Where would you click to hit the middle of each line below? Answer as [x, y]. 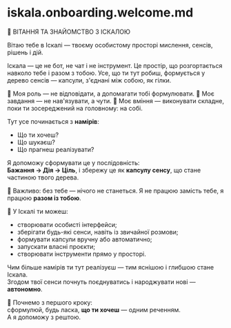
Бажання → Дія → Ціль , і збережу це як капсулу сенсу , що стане [104, 170]
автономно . [25, 289]
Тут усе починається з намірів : [53, 121]
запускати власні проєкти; [56, 246]
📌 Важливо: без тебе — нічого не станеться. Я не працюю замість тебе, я [115, 190]
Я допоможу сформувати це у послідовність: [73, 162]
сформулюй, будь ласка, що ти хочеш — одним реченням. [94, 309]
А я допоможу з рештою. [44, 317]
